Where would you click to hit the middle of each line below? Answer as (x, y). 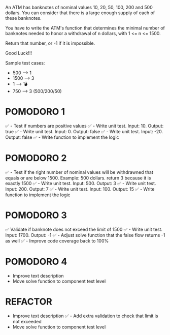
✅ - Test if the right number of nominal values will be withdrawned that (79, 172)
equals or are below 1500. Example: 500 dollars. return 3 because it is (78, 178)
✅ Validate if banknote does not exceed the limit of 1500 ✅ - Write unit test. (84, 229)
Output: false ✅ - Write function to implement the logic (62, 137)
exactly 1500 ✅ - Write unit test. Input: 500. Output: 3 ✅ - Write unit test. (81, 183)
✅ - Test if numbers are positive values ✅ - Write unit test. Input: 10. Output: (84, 126)
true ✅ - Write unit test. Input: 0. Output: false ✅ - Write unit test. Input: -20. (84, 131)
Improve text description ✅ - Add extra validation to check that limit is (85, 316)
